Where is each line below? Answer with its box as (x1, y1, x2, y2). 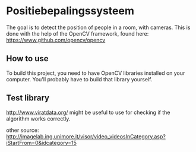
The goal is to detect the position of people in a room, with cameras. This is (6, 24, 191, 31)
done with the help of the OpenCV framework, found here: (6, 30, 149, 37)
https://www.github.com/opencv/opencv (6, 36, 106, 43)
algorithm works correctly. (6, 115, 71, 122)
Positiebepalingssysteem (6, 4, 135, 18)
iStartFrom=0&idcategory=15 (6, 139, 77, 146)
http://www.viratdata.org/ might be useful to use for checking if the (6, 109, 170, 116)
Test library (6, 93, 49, 103)
